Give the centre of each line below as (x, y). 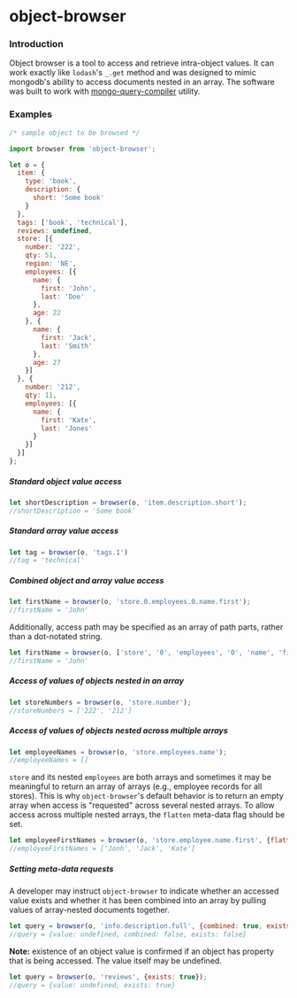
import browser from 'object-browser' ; (83, 149)
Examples (31, 114)
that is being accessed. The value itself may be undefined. (116, 960)
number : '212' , (53, 387)
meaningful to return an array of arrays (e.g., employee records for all (136, 786)
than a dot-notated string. (56, 637)
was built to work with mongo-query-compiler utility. (105, 91)
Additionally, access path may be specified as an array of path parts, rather (146, 627)
